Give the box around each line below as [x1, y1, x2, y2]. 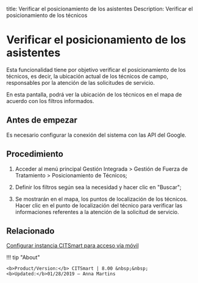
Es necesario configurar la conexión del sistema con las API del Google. [6, 131, 187, 138]
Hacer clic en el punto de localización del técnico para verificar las [15, 201, 183, 209]
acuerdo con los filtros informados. [6, 97, 94, 104]
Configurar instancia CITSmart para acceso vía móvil [6, 242, 139, 249]
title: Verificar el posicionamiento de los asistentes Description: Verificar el [6, 5, 193, 12]
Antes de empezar [6, 115, 77, 126]
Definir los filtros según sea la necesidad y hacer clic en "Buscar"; [15, 183, 182, 191]
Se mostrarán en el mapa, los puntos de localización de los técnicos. [15, 195, 188, 202]
